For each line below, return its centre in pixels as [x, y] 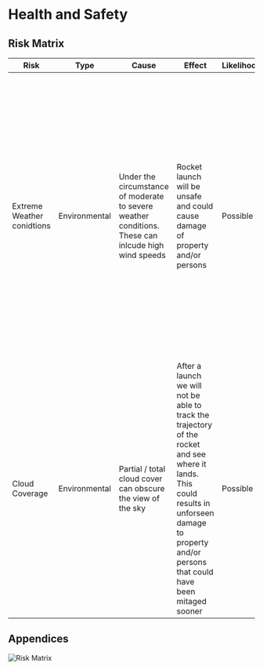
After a [189, 366]
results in [193, 503]
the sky [132, 508]
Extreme [27, 206]
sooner [189, 611]
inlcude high [141, 245]
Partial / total [142, 469]
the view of [139, 498]
